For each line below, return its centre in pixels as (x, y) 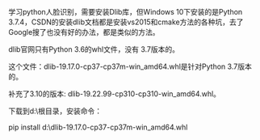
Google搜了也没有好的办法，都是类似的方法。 (84, 32)
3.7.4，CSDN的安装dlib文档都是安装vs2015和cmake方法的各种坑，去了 (126, 22)
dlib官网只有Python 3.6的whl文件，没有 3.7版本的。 (94, 49)
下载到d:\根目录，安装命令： (55, 111)
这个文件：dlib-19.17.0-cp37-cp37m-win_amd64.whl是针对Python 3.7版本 (130, 66)
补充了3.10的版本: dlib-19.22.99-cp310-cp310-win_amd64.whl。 (114, 94)
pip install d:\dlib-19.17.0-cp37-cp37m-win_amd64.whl (98, 127)
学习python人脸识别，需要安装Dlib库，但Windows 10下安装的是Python (126, 12)
